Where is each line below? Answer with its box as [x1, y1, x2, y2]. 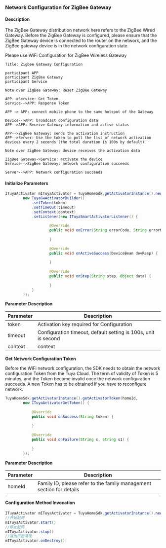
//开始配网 [5, 515, 25, 520]
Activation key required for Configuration [37, 321, 132, 328]
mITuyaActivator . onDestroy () [5, 538, 65, 544]
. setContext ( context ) [31, 209, 77, 215]
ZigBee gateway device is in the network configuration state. [5, 43, 129, 49]
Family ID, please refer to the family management [37, 480, 152, 487]
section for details [37, 486, 80, 493]
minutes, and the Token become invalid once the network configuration [5, 376, 151, 382]
